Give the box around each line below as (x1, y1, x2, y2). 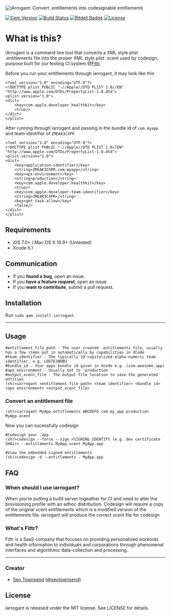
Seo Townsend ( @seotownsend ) (12, 576, 81, 582)
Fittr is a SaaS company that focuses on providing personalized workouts (5, 536, 159, 542)
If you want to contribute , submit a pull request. (12, 284, 113, 290)
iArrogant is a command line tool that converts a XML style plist (5, 49, 138, 56)
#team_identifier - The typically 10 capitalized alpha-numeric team (5, 354, 156, 360)
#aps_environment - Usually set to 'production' (5, 368, 110, 373)
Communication (5, 260, 58, 268)
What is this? (5, 33, 62, 44)
